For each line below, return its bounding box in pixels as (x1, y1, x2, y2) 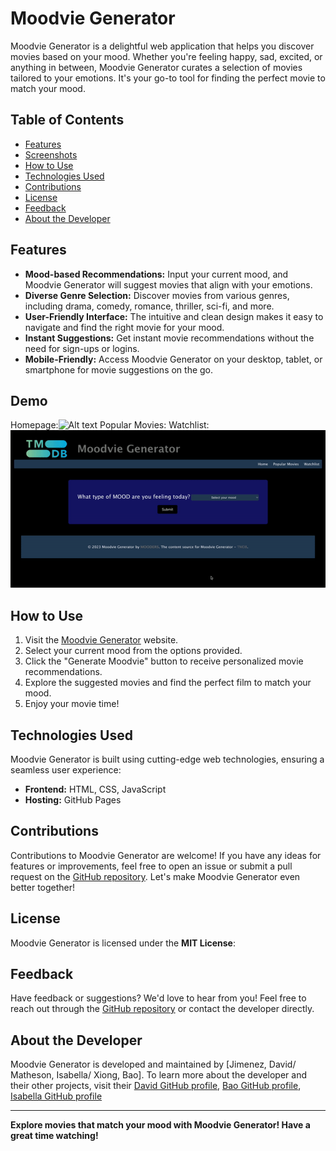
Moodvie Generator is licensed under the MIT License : (10, 937, 236, 949)
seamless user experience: (10, 764, 122, 776)
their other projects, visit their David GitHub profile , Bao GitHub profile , (10, 1080, 302, 1092)
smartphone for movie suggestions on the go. (24, 363, 214, 376)
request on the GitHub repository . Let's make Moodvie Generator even (10, 870, 301, 882)
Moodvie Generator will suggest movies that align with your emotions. (24, 278, 313, 291)
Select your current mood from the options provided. (24, 645, 243, 657)
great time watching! (10, 1130, 99, 1142)
